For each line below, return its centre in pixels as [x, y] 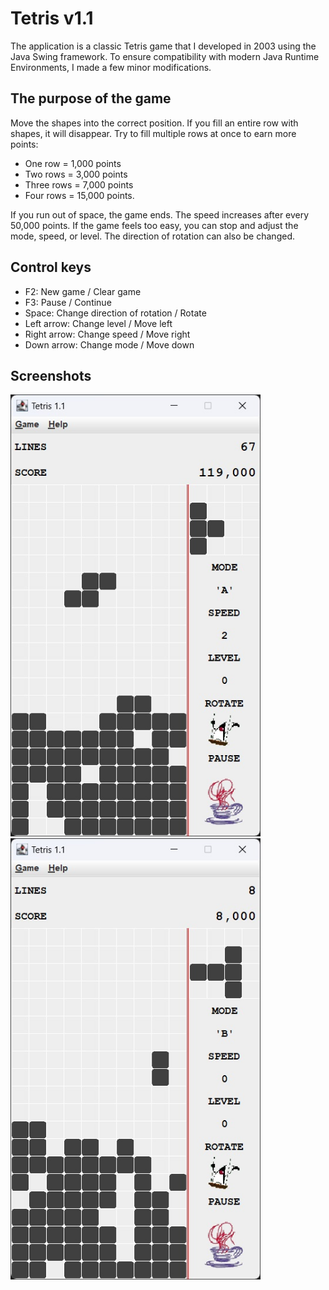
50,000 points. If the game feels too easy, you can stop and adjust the [154, 225]
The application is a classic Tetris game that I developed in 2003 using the [163, 46]
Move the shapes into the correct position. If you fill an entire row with [154, 123]
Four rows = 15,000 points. [79, 195]
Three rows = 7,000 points [79, 184]
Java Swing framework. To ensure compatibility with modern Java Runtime [165, 56]
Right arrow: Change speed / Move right [107, 334]
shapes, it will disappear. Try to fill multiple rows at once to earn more [153, 133]
